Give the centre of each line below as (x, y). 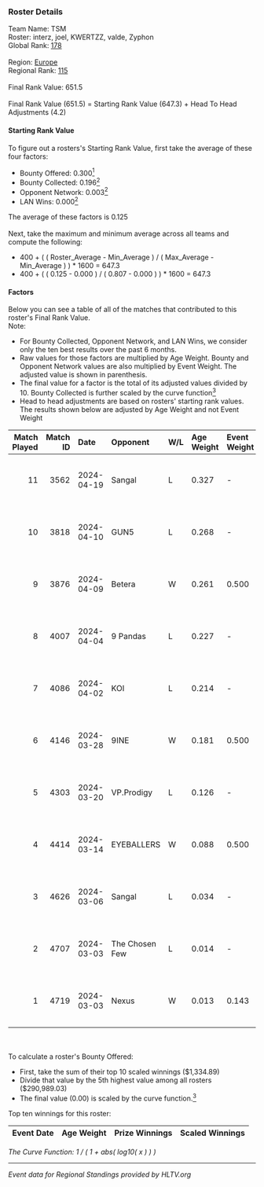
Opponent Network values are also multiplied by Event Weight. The (128, 366)
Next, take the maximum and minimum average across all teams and (119, 233)
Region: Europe (33, 62)
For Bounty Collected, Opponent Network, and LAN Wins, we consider (133, 341)
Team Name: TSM (37, 29)
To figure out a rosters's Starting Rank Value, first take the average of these (130, 148)
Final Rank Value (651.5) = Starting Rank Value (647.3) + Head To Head (123, 104)
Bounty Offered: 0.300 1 (57, 172)
